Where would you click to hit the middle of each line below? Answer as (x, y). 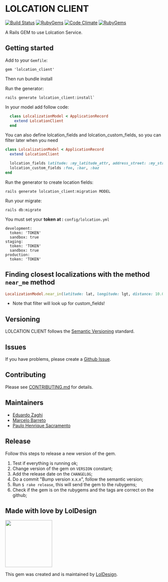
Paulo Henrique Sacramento (41, 425)
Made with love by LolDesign (51, 511)
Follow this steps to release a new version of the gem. (61, 453)
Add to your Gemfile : (26, 60)
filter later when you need (32, 140)
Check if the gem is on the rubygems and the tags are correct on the (83, 490)
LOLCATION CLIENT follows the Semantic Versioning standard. (70, 331)
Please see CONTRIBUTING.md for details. (49, 387)
